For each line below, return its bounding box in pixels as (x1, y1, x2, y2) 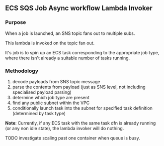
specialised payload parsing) (12, 89, 72, 95)
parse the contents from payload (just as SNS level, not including (12, 84, 146, 90)
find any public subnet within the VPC (12, 100, 90, 106)
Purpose (5, 19, 26, 26)
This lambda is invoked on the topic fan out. (5, 40, 95, 46)
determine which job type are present (12, 94, 89, 100)
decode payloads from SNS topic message (12, 78, 100, 84)
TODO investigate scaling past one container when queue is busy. (5, 135, 140, 141)
